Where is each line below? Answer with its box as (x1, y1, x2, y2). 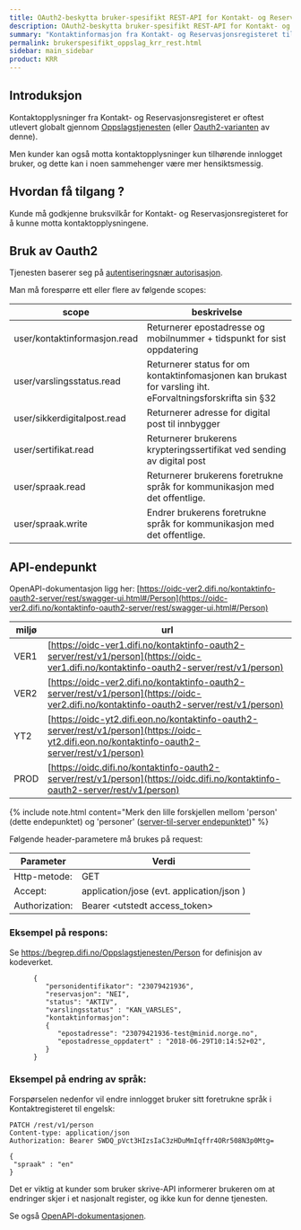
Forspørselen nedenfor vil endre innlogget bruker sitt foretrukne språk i (9, 1093, 271, 1104)
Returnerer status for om (146, 358, 251, 371)
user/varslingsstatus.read (13, 375, 121, 387)
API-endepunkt (9, 559, 97, 575)
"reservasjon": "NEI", (45, 989, 130, 998)
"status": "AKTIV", (45, 997, 118, 1006)
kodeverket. (9, 956, 54, 967)
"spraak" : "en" (13, 1160, 74, 1169)
